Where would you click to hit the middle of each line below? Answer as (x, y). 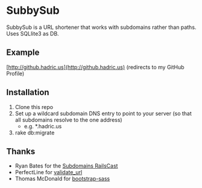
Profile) (15, 74)
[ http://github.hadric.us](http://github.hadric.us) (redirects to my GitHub (96, 67)
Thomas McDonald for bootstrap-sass (62, 179)
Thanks (21, 151)
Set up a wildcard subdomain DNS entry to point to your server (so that (103, 113)
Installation (28, 92)
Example (23, 53)
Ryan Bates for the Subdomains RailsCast (66, 166)
